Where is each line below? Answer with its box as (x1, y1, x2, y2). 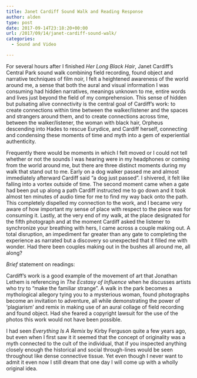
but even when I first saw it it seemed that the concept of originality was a (6, 333, 185, 340)
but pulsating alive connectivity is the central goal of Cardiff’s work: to (6, 100, 176, 107)
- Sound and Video (11, 42, 57, 48)
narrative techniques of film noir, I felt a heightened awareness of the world (6, 75, 189, 82)
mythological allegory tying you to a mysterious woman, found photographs (6, 291, 190, 298)
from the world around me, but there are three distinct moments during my (6, 161, 186, 168)
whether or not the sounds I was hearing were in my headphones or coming (6, 155, 190, 163)
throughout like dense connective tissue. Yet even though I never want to (6, 352, 183, 359)
